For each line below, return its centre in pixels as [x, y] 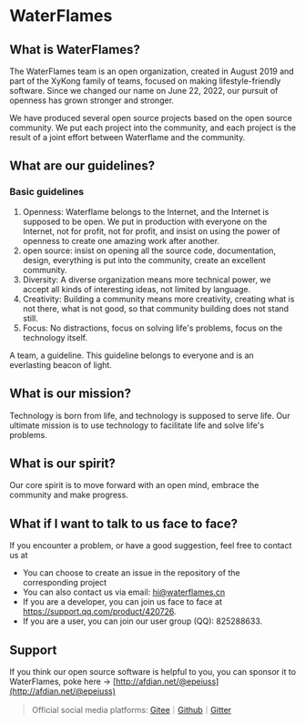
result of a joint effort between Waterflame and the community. [127, 137]
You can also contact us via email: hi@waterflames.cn [124, 592]
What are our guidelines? [82, 166]
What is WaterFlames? [75, 50]
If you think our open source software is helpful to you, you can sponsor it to [153, 671]
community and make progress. [69, 495]
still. [30, 318]
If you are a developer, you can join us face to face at [122, 602]
